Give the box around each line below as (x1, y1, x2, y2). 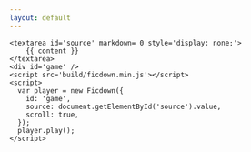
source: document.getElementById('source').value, (25, 102, 222, 111)
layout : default (9, 13, 71, 23)
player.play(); (17, 126, 75, 135)
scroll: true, (25, 110, 79, 119)
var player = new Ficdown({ (17, 86, 125, 96)
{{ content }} (25, 46, 79, 56)
